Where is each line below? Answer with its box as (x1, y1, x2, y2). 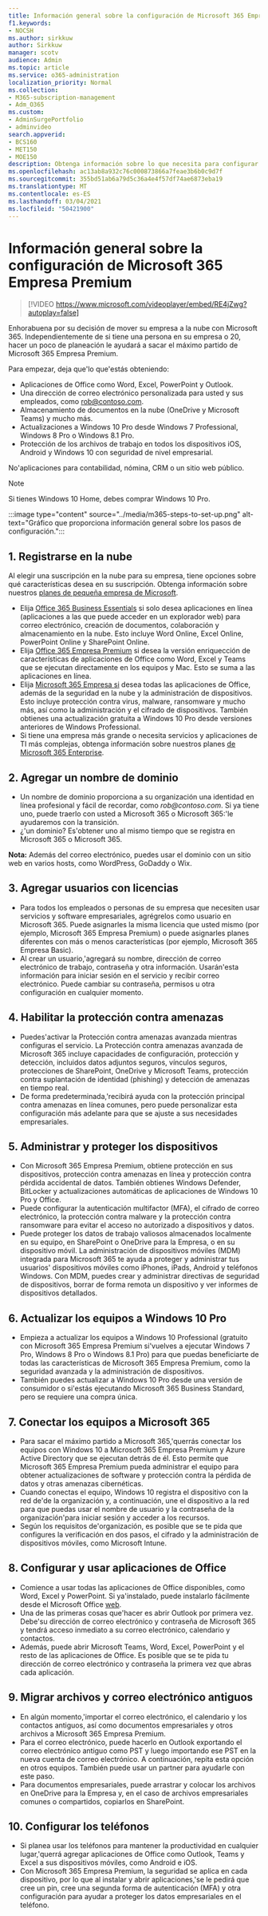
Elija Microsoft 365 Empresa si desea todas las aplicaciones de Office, (19, 680, 251, 689)
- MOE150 (8, 153, 37, 161)
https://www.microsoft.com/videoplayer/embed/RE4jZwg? (55, 299, 247, 309)
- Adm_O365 (8, 101, 45, 109)
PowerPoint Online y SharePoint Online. (19, 637, 150, 647)
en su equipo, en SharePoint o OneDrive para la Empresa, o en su (19, 1237, 235, 1247)
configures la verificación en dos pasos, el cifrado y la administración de (19, 1530, 259, 1539)
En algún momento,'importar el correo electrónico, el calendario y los (19, 1712, 247, 1721)
